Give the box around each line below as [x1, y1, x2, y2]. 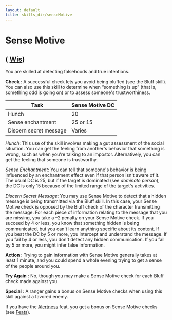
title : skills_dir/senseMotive [5, 12, 72, 17]
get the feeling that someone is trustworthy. [5, 156, 98, 162]
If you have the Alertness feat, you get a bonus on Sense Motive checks [5, 304, 158, 310]
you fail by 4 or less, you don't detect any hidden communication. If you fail [5, 236, 165, 242]
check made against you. [5, 278, 59, 284]
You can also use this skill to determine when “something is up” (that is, [5, 84, 157, 90]
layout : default [5, 7, 40, 13]
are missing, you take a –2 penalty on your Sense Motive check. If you [5, 214, 154, 221]
